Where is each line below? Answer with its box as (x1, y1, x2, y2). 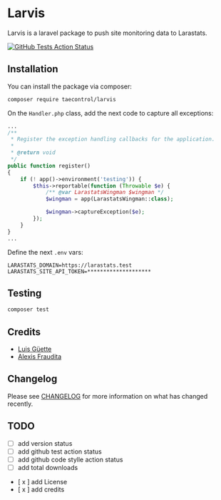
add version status (17, 439, 73, 447)
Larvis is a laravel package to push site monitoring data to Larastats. (7, 29, 208, 37)
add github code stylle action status (17, 455, 123, 464)
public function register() (7, 162, 91, 169)
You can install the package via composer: (7, 82, 132, 91)
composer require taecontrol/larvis (7, 96, 116, 103)
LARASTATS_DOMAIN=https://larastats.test (7, 262, 133, 269)
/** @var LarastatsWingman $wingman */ (45, 189, 164, 196)
